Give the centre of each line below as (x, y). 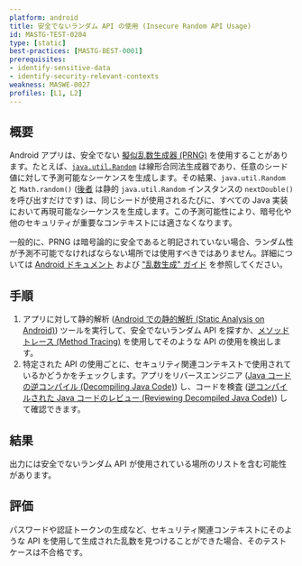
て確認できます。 (54, 409)
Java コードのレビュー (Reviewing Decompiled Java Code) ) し (172, 398)
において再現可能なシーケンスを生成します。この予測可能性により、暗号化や (151, 212)
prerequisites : (38, 59)
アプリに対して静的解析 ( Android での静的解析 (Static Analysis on (143, 319)
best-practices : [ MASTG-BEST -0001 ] (76, 51)
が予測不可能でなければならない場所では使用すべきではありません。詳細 (143, 253)
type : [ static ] (38, 43)
